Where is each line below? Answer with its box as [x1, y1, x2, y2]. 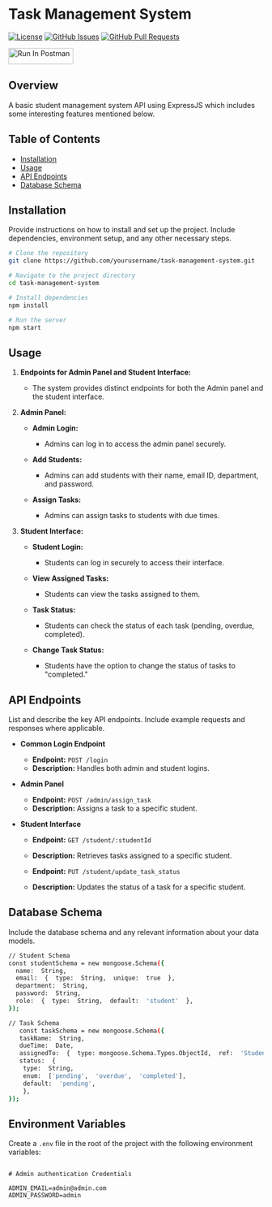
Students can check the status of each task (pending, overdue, [44, 621, 255, 630]
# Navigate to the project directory [8, 271, 136, 280]
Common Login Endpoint [19, 739, 106, 748]
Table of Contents [8, 132, 101, 146]
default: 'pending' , [23, 1079, 96, 1088]
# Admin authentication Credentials [8, 1170, 132, 1179]
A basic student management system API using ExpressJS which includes [8, 100, 255, 110]
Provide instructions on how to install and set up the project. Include [8, 225, 236, 235]
